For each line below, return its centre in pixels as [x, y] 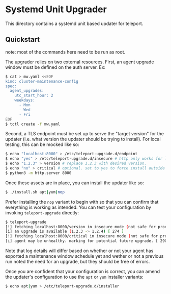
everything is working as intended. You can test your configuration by [78, 207]
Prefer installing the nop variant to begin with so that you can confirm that [82, 202]
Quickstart [23, 40]
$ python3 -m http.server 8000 [38, 173]
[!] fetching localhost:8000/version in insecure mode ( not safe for [81, 227]
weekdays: [25, 101]
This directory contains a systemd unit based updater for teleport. [74, 23]
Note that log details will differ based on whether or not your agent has [79, 251]
